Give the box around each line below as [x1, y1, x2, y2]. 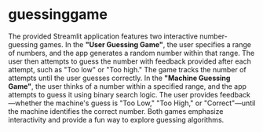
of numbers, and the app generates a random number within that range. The [8, 48, 255, 57]
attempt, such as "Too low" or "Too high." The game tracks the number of [8, 64, 247, 74]
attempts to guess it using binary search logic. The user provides [8, 90, 218, 99]
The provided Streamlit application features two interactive [8, 31, 199, 41]
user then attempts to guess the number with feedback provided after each [8, 57, 251, 66]
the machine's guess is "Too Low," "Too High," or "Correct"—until [43, 98, 256, 108]
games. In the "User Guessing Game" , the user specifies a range [38, 39, 251, 49]
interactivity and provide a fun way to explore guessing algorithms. [8, 115, 225, 124]
